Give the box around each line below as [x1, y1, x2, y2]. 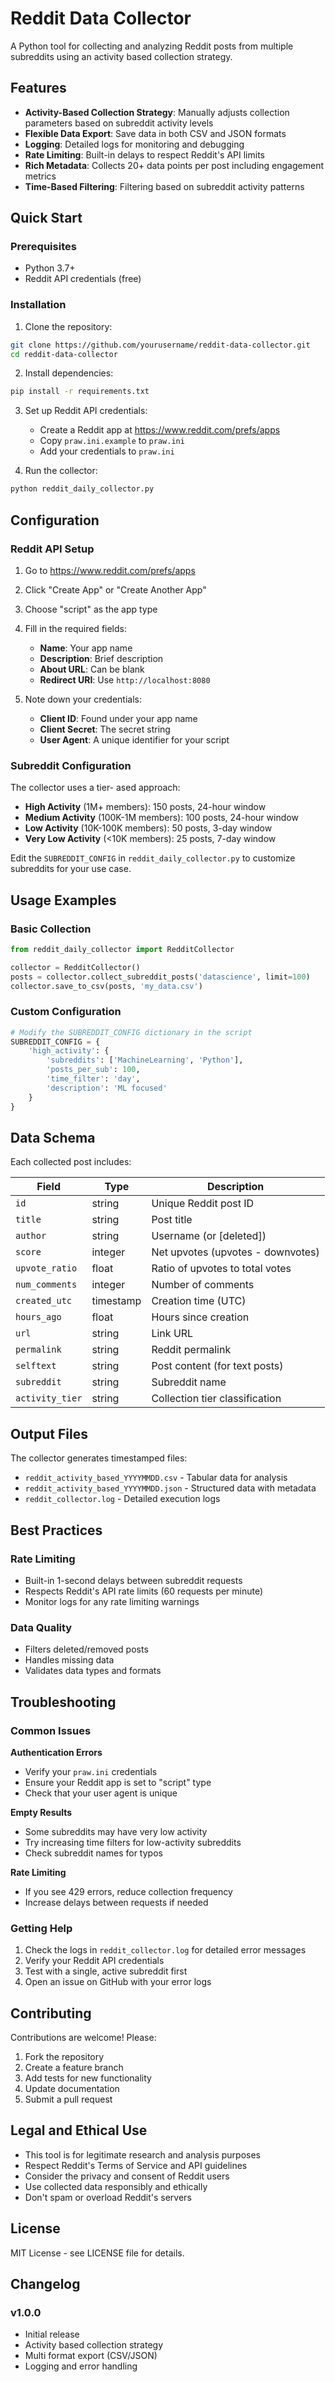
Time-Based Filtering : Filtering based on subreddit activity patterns [24, 180, 305, 192]
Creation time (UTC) [151, 1294, 247, 1308]
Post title [151, 1213, 193, 1227]
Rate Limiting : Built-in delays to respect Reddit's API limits [24, 148, 265, 161]
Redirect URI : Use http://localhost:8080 [39, 673, 211, 686]
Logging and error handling [24, 2360, 138, 2372]
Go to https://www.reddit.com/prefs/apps [24, 564, 196, 576]
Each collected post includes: [10, 1156, 132, 1168]
